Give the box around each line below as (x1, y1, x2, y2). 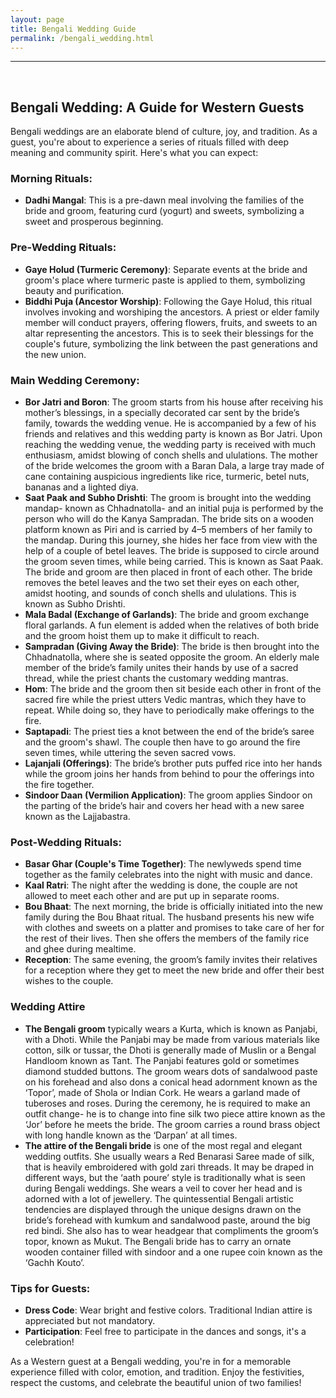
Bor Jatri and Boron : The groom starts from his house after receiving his (24, 396, 324, 408)
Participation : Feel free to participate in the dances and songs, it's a (24, 1325, 307, 1337)
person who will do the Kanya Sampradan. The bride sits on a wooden (24, 513, 315, 525)
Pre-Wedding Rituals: (10, 241, 117, 255)
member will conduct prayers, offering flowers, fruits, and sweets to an (24, 316, 318, 328)
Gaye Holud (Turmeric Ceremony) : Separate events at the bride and (24, 263, 308, 275)
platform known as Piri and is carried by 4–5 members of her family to (24, 524, 313, 536)
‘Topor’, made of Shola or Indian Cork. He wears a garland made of (24, 1086, 301, 1098)
